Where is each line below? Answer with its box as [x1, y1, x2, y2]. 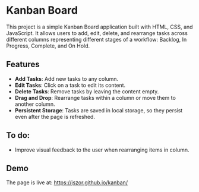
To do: [6, 130, 30, 140]
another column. [14, 100, 55, 108]
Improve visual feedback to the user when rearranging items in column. [14, 146, 189, 153]
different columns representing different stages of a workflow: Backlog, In [6, 36, 187, 43]
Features [6, 59, 40, 70]
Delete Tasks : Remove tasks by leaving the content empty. [14, 87, 159, 95]
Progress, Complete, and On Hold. [6, 42, 90, 49]
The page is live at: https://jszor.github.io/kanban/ [6, 179, 128, 186]
